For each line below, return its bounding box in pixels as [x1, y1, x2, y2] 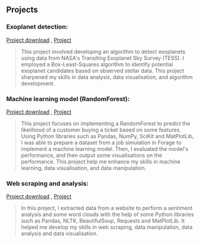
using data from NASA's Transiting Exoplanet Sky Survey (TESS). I [20, 54, 184, 62]
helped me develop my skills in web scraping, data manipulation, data [20, 224, 193, 231]
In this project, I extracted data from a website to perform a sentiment [20, 205, 193, 212]
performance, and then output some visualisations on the [20, 151, 163, 159]
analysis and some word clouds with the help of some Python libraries [20, 211, 195, 218]
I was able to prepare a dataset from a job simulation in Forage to [20, 139, 181, 146]
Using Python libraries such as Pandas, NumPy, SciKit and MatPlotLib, [20, 132, 195, 139]
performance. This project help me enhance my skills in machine [20, 158, 181, 165]
